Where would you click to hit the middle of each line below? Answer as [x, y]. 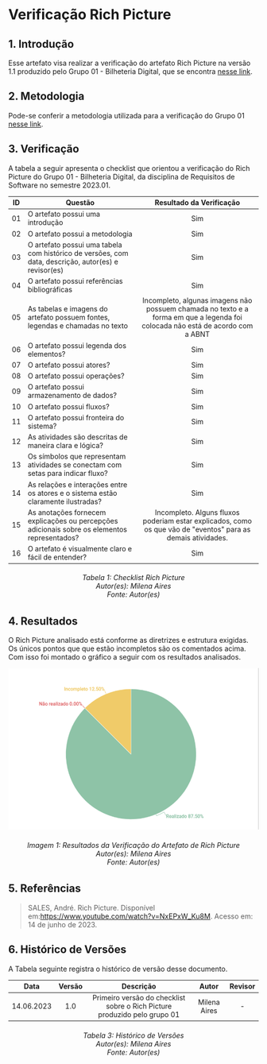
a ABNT [197, 335]
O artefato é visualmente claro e [80, 549]
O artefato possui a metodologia [80, 234]
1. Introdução [41, 44]
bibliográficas [50, 290]
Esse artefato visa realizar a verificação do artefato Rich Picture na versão [130, 63]
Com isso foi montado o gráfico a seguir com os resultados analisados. [124, 657]
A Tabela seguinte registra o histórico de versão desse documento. [118, 969]
